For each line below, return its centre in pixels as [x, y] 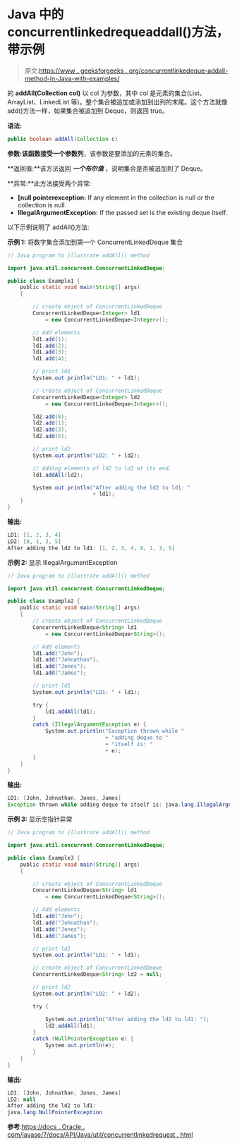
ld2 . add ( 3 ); [50, 430]
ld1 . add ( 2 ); [50, 346]
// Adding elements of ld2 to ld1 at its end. [102, 468]
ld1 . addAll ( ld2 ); [58, 475]
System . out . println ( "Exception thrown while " [115, 731]
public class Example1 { [44, 281]
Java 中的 [36, 14]
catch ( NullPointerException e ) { [83, 1039]
